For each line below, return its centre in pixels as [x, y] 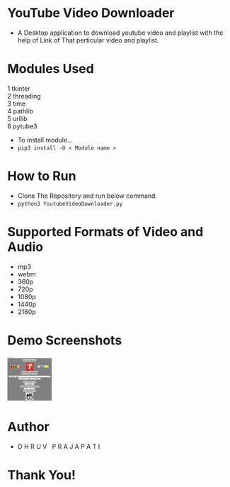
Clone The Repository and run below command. [87, 196]
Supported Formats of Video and [105, 232]
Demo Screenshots [65, 340]
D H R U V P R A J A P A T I [59, 446]
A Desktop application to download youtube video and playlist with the [120, 33]
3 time [17, 103]
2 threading [24, 96]
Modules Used [51, 69]
